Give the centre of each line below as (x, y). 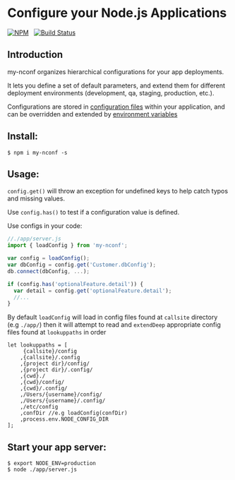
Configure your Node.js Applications (117, 13)
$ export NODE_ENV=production (52, 464)
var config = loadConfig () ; (49, 258)
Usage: (24, 174)
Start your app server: (57, 447)
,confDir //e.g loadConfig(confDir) (74, 413)
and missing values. (36, 198)
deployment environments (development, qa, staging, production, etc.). (111, 92)
